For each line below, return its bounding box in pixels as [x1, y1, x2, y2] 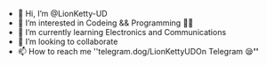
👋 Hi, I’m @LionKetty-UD [17, 9, 109, 18]
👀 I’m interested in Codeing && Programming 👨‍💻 [17, 18, 194, 28]
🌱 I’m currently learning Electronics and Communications [17, 27, 227, 37]
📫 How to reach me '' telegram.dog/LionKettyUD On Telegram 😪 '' [17, 47, 259, 56]
